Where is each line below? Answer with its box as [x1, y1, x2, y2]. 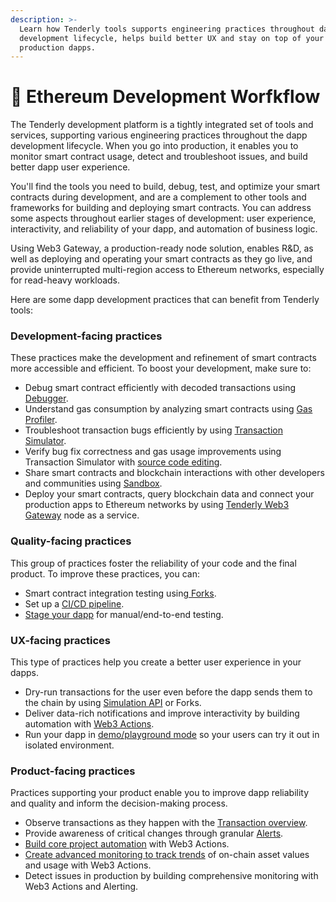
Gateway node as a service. [24, 509, 140, 521]
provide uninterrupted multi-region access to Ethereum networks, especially [10, 264, 325, 276]
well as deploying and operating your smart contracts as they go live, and [10, 253, 313, 265]
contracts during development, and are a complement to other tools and [10, 191, 307, 203]
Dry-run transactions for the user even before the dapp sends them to [24, 686, 313, 698]
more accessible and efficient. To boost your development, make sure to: [10, 362, 312, 375]
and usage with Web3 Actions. [24, 859, 152, 871]
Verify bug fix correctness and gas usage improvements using [24, 446, 282, 458]
